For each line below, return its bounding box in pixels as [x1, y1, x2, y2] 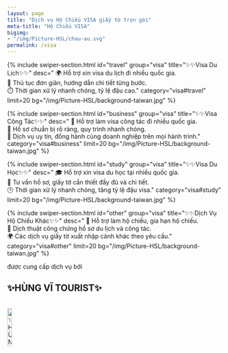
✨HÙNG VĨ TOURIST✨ [7, 282, 103, 294]
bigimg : [7, 29, 29, 36]
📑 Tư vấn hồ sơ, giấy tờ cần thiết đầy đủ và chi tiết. [7, 178, 149, 186]
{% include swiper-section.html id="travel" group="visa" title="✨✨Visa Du [7, 61, 218, 69]
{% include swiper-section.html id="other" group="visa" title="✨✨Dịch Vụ [7, 209, 217, 217]
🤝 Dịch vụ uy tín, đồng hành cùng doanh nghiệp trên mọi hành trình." [7, 132, 201, 141]
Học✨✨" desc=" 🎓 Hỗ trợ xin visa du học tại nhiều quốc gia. [7, 169, 179, 176]
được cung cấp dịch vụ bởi [7, 263, 83, 271]
